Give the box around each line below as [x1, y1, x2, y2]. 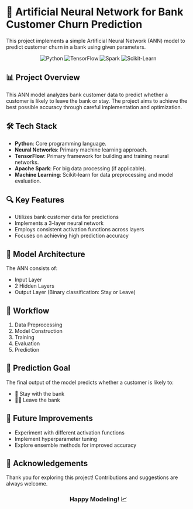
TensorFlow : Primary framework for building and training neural [14, 152, 169, 159]
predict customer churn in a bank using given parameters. [6, 43, 146, 50]
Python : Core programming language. [14, 140, 106, 147]
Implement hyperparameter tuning [14, 435, 98, 442]
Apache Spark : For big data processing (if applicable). [14, 164, 146, 172]
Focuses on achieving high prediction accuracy [14, 232, 129, 240]
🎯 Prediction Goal [6, 363, 71, 373]
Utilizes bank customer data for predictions [14, 214, 119, 221]
